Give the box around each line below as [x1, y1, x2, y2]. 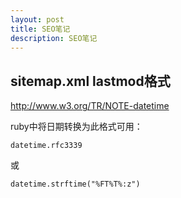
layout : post [10, 14, 65, 25]
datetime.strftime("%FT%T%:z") [10, 179, 141, 190]
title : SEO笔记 [10, 24, 71, 34]
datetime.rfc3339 [10, 141, 83, 151]
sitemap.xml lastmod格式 [10, 72, 171, 90]
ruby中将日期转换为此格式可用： [10, 121, 143, 133]
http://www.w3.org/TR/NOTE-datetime [10, 100, 170, 112]
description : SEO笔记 [10, 33, 98, 43]
